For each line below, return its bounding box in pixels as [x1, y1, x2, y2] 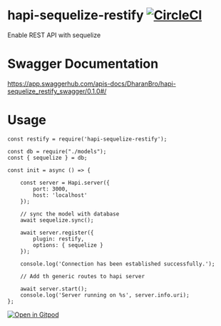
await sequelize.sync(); [20, 216, 94, 224]
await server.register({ [20, 229, 94, 236]
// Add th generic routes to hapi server [20, 272, 145, 280]
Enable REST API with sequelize [7, 31, 101, 39]
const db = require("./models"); [7, 148, 107, 155]
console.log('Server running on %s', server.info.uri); [20, 291, 190, 299]
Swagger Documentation [7, 56, 159, 72]
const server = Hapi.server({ [20, 179, 110, 186]
